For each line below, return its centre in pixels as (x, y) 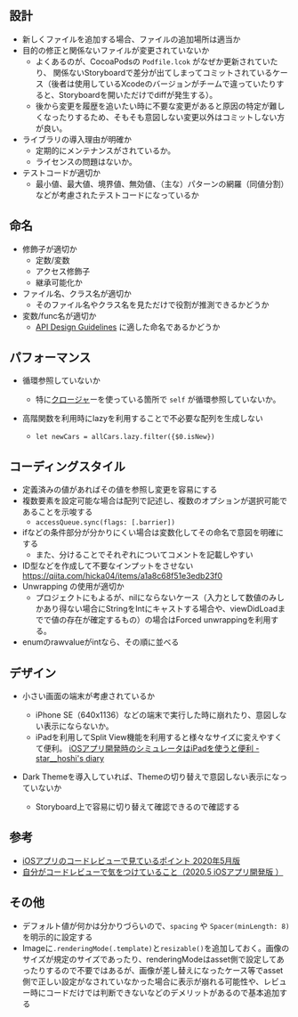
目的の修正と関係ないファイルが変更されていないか (116, 50)
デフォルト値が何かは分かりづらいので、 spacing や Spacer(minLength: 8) (156, 925)
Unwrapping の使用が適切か (73, 587)
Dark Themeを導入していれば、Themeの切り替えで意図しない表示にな (151, 777)
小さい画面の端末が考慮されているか (89, 696)
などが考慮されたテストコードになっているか (117, 195)
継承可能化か (59, 282)
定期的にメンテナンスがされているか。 (105, 151)
